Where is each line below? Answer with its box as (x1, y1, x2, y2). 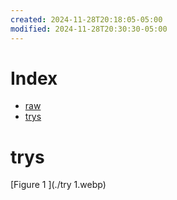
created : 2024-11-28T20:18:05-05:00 (10, 14, 163, 25)
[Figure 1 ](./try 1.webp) (10, 179, 107, 191)
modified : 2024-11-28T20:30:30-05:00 (10, 24, 168, 34)
